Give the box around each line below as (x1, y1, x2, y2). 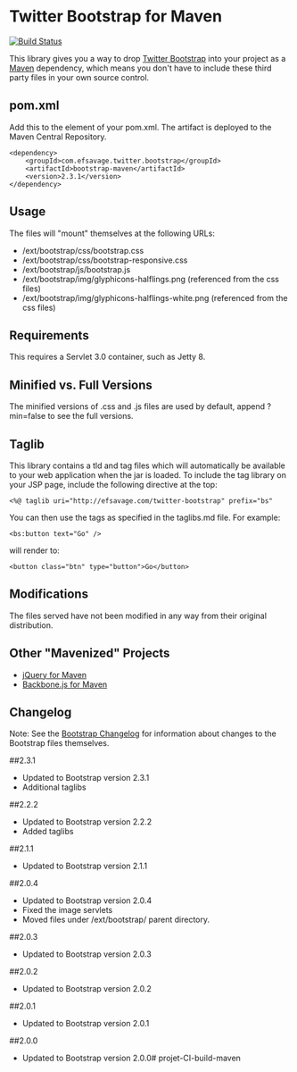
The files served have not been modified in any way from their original (9, 610, 268, 621)
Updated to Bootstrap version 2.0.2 (21, 984, 152, 994)
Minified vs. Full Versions (9, 377, 153, 392)
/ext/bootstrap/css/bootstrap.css (21, 245, 144, 255)
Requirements (9, 328, 89, 343)
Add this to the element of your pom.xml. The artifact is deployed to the (9, 121, 272, 132)
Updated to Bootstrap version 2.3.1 (21, 773, 150, 783)
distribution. (9, 619, 54, 631)
